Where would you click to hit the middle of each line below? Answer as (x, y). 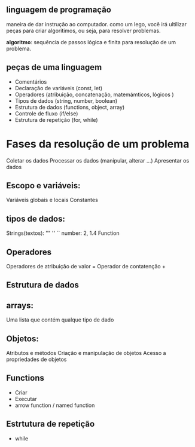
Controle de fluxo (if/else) (46, 114)
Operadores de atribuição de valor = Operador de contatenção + (86, 266)
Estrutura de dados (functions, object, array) (70, 107)
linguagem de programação (59, 10)
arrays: (20, 305)
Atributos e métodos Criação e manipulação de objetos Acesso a (86, 353)
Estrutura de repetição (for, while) (56, 120)
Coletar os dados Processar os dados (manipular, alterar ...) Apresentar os (98, 160)
